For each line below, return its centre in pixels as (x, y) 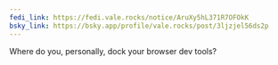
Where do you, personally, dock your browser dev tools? (113, 51)
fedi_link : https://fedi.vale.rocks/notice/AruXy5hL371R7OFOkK (129, 17)
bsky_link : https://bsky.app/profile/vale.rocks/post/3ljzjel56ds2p (139, 26)
